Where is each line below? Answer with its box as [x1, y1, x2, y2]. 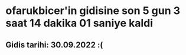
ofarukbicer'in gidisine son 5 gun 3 [5, 4, 181, 18]
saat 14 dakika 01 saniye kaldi [5, 16, 154, 30]
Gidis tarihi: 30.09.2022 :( [5, 40, 103, 50]
